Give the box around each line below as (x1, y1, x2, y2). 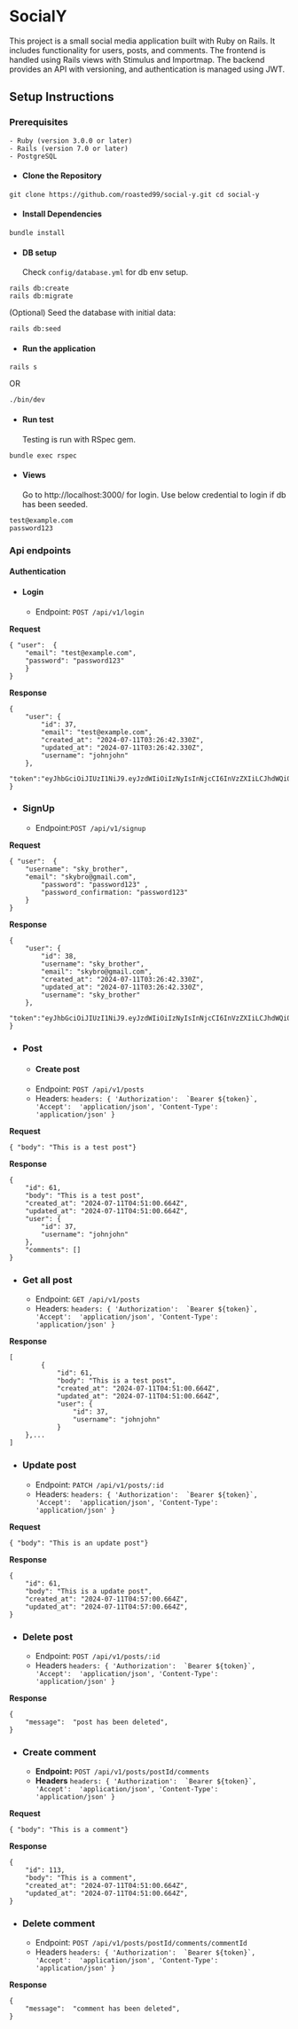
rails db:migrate (9, 292, 74, 301)
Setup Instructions (9, 90, 114, 105)
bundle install (9, 229, 66, 238)
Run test (21, 414, 55, 425)
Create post (35, 1064, 80, 1075)
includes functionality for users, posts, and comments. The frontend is (9, 44, 266, 55)
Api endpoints (9, 544, 72, 556)
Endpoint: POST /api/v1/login (35, 606, 145, 617)
